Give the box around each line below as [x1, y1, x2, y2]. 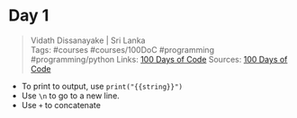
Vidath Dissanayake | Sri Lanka [30, 35, 146, 46]
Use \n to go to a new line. [21, 90, 121, 101]
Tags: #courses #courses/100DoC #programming [30, 44, 215, 55]
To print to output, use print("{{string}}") [21, 80, 184, 91]
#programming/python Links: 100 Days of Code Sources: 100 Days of [30, 54, 288, 64]
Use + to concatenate [21, 99, 101, 110]
